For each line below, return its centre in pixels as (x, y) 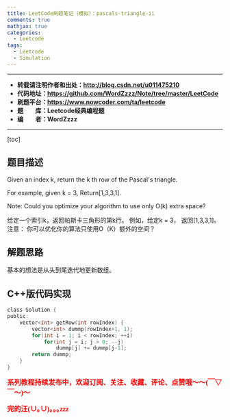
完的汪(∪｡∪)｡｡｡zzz (38, 409)
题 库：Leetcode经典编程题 (61, 110)
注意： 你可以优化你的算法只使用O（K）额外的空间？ (81, 228)
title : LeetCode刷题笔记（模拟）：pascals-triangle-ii (81, 13)
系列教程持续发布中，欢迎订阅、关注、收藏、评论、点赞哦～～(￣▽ (115, 382)
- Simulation (32, 58)
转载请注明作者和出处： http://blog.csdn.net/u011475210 (98, 85)
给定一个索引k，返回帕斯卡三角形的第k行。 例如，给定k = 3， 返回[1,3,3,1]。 (114, 220)
